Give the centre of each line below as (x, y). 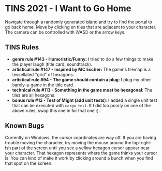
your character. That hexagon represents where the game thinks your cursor (81, 153)
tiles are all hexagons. (34, 95)
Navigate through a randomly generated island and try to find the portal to (79, 22)
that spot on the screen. (29, 163)
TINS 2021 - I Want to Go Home (68, 8)
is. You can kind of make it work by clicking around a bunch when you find (79, 158)
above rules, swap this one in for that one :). (56, 110)
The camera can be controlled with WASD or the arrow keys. (65, 32)
